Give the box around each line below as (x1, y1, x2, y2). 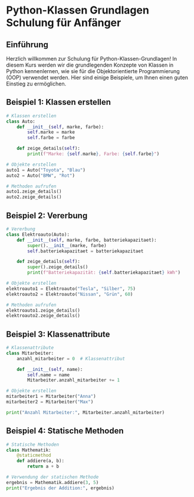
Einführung (6, 40, 48, 50)
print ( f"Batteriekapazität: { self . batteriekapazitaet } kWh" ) (27, 269, 181, 276)
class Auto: (6, 119, 35, 124)
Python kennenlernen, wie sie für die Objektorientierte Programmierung (6, 68, 180, 74)
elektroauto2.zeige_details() (6, 313, 81, 319)
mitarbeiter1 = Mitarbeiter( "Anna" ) (6, 393, 96, 400)
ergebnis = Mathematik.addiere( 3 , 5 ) (6, 479, 99, 485)
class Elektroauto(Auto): (6, 231, 70, 238)
